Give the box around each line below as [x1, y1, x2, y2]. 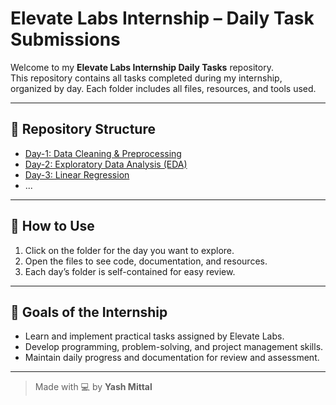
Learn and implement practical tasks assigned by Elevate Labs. [24, 330, 285, 342]
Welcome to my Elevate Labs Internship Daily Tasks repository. [10, 61, 274, 73]
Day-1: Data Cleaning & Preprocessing [24, 147, 182, 159]
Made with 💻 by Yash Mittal [34, 381, 153, 393]
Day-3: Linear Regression [24, 168, 130, 181]
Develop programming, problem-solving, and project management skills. [24, 341, 324, 353]
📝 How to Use [10, 218, 95, 235]
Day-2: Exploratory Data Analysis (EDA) [24, 158, 188, 170]
